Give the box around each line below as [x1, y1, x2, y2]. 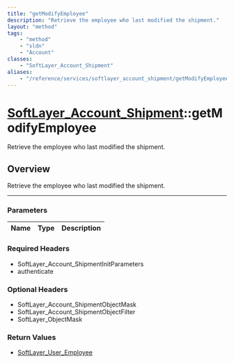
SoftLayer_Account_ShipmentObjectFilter [17, 308, 136, 316]
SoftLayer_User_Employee [17, 348, 93, 357]
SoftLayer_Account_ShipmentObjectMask [17, 300, 137, 309]
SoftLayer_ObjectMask [17, 315, 82, 324]
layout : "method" [7, 23, 58, 30]
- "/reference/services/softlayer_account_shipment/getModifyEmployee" [19, 75, 232, 82]
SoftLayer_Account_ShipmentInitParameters [17, 259, 144, 268]
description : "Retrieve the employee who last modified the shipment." [7, 17, 219, 24]
